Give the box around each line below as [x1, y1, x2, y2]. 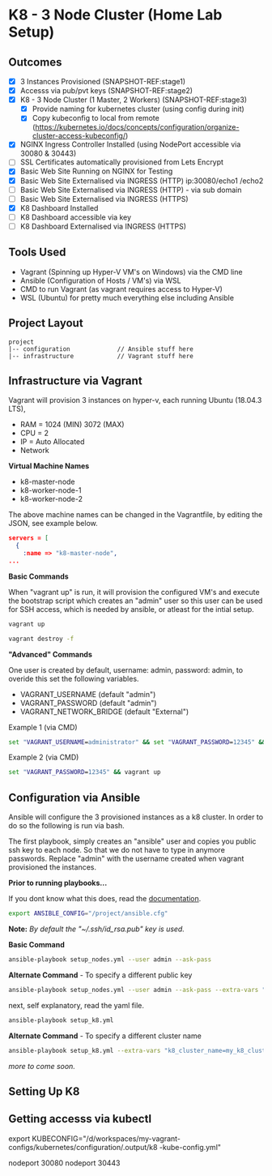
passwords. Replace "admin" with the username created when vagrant [8, 853, 244, 864]
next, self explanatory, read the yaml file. [8, 1000, 144, 1010]
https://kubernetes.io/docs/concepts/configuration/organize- [35, 122, 240, 132]
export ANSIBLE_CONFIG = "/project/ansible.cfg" [8, 909, 168, 917]
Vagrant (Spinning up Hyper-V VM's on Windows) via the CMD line [19, 267, 243, 276]
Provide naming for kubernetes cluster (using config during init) [32, 104, 244, 114]
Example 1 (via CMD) [8, 722, 79, 732]
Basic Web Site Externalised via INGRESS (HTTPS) [19, 194, 189, 203]
